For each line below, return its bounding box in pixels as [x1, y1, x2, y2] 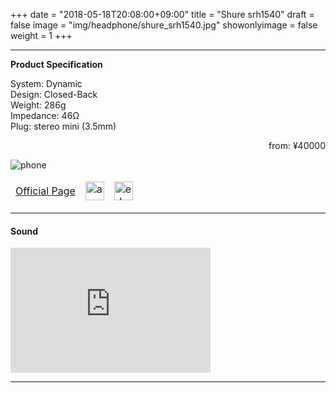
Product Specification [10, 59, 103, 70]
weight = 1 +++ [10, 30, 73, 41]
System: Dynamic [10, 78, 83, 89]
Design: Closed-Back [10, 89, 98, 100]
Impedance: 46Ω [10, 110, 80, 121]
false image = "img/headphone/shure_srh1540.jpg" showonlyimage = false [10, 19, 318, 31]
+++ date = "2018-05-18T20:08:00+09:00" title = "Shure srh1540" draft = [10, 9, 315, 20]
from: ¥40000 [268, 140, 326, 151]
